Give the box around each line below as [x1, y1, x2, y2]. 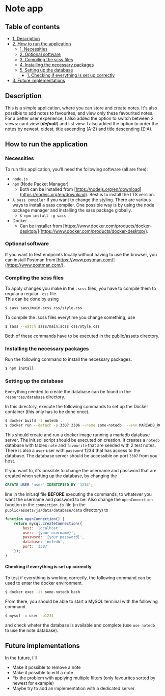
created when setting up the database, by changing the [5, 473, 117, 479]
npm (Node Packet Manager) [12, 181, 69, 187]
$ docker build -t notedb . [5, 418, 63, 423]
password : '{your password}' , [23, 535, 84, 540]
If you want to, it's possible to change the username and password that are [5, 468, 157, 474]
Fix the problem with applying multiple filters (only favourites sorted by [12, 675, 156, 681]
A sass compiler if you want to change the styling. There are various [12, 197, 151, 203]
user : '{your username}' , [23, 530, 76, 535]
